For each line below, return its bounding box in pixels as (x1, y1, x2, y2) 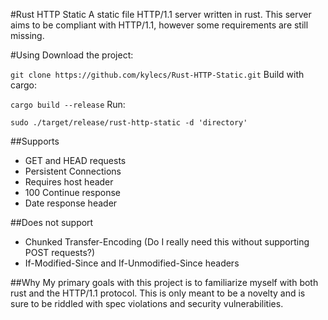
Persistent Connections (24, 165, 122, 177)
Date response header (24, 197, 118, 209)
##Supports (10, 135, 60, 147)
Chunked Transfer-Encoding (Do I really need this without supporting (24, 236, 310, 248)
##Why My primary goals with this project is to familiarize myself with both (10, 277, 319, 288)
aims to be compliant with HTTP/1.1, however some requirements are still (10, 19, 309, 31)
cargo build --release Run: (10, 99, 126, 110)
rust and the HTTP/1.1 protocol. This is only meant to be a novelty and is (10, 287, 306, 299)
